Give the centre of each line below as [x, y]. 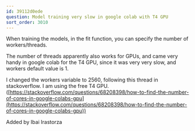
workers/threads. [27, 45]
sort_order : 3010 [27, 22]
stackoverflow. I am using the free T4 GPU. [58, 86]
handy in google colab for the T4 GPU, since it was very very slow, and [91, 62]
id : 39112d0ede [25, 11]
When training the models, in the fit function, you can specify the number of [97, 39]
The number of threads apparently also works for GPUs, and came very [92, 56]
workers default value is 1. [37, 69]
